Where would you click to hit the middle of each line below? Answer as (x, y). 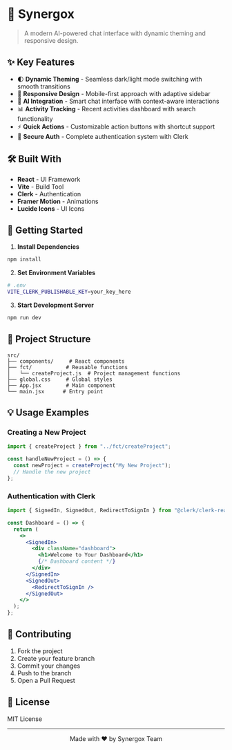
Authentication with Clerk (51, 496)
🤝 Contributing (39, 634)
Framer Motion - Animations (58, 201)
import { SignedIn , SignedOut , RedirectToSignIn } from (89, 511)
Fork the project (40, 651)
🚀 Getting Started (45, 230)
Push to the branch (44, 673)
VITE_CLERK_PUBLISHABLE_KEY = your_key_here (69, 292)
